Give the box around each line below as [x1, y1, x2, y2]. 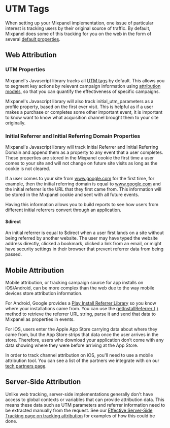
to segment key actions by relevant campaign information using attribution [5, 83, 161, 89]
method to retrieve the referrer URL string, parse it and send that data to [5, 311, 156, 317]
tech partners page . [5, 363, 47, 369]
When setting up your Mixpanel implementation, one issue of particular [5, 20, 154, 26]
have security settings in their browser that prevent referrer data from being [5, 246, 164, 252]
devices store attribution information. [5, 290, 83, 296]
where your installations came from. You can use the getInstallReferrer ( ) [5, 305, 158, 311]
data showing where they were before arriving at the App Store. [5, 342, 139, 348]
